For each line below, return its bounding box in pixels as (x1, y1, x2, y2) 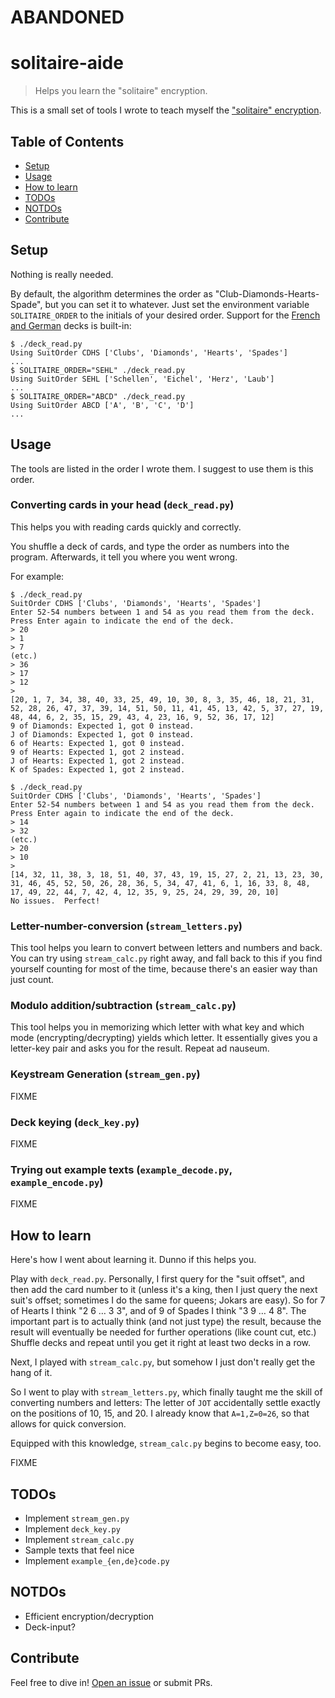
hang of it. (10, 1367, 53, 1379)
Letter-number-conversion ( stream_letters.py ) (10, 919, 243, 933)
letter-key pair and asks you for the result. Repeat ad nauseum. (10, 1042, 270, 1055)
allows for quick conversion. (10, 1418, 127, 1430)
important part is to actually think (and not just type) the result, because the (10, 1316, 322, 1328)
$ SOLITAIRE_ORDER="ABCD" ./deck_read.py (10, 391, 186, 401)
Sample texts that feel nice (24, 1544, 135, 1556)
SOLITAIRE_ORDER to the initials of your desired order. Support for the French (10, 309, 321, 321)
